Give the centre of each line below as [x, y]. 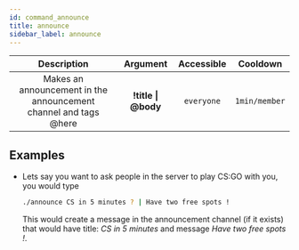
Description [63, 64]
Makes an [64, 79]
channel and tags [63, 112]
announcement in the [64, 90]
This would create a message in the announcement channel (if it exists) [153, 220]
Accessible [202, 64]
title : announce [39, 26]
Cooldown [260, 64]
